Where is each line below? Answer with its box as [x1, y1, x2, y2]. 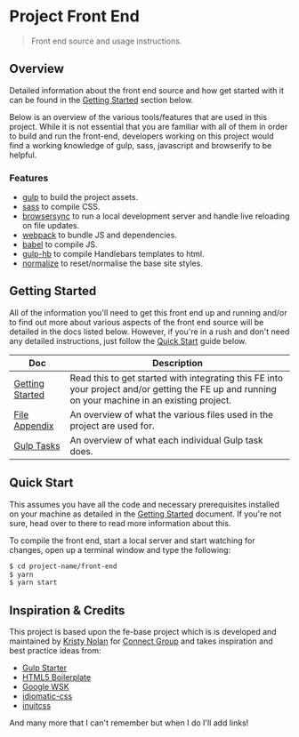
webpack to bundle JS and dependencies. [21, 229, 178, 241]
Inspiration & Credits [9, 603, 125, 618]
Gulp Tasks [13, 439, 61, 452]
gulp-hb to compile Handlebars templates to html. [21, 249, 205, 260]
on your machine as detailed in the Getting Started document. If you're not [9, 509, 282, 519]
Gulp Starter [21, 662, 68, 673]
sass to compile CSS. [21, 202, 101, 212]
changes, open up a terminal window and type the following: [9, 544, 231, 555]
